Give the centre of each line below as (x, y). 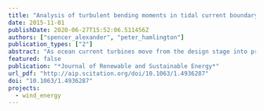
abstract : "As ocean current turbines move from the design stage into (128, 52)
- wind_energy (38, 95)
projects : (24, 88)
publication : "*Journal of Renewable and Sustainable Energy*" (114, 66)
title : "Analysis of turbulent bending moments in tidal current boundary (133, 15)
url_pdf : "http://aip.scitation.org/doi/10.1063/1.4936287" (109, 73)
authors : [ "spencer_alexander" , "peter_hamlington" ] (96, 37)
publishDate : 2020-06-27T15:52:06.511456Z (79, 30)
